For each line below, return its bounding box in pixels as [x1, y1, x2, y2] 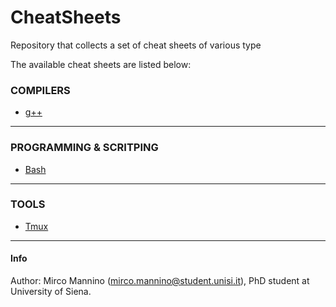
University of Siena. [10, 286, 92, 298]
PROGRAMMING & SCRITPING [10, 141, 159, 155]
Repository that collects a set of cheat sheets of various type [10, 39, 262, 51]
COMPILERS [10, 83, 71, 97]
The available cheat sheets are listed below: [10, 58, 192, 70]
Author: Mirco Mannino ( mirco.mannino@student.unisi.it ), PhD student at [10, 275, 310, 287]
